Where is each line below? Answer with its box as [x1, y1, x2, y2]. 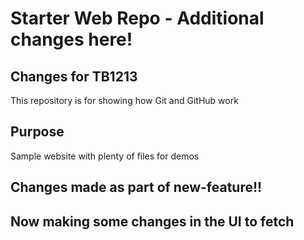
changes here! [10, 28, 133, 51]
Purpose [10, 123, 65, 141]
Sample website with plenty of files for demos [10, 150, 200, 162]
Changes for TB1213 [10, 68, 138, 85]
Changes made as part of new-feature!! [10, 179, 263, 196]
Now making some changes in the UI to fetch [10, 213, 295, 230]
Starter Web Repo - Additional [10, 7, 265, 30]
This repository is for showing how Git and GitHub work [10, 95, 239, 106]
